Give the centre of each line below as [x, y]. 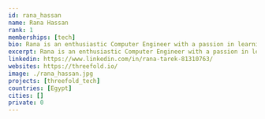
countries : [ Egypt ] [40, 88]
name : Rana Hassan [38, 23]
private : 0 [26, 103]
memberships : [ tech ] [42, 37]
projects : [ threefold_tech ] [54, 81]
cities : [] [26, 96]
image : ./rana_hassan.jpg [50, 74]
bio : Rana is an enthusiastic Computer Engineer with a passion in [121, 45]
